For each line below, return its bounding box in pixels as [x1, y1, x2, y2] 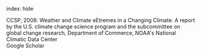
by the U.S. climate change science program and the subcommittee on [6, 23, 181, 30]
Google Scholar [6, 42, 45, 49]
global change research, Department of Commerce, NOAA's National [6, 29, 176, 36]
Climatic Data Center [6, 36, 58, 42]
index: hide [6, 5, 34, 12]
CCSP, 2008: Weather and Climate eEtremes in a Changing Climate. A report [6, 17, 195, 23]
